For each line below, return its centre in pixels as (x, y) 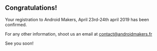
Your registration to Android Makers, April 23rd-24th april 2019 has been (77, 19)
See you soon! (19, 43)
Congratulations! (31, 8)
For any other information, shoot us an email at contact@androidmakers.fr (78, 34)
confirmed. (16, 25)
